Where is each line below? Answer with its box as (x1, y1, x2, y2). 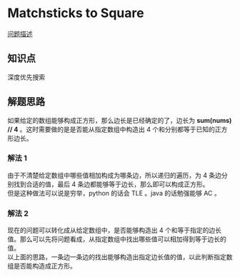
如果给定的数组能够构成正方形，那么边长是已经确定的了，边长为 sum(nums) (7, 116, 232, 124)
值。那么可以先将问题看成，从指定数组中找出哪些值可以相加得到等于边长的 (7, 235, 226, 243)
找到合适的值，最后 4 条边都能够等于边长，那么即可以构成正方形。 (13, 180, 209, 188)
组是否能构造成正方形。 (7, 262, 76, 271)
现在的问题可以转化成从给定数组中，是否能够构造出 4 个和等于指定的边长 (7, 226, 221, 235)
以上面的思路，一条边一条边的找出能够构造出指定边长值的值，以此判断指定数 (7, 253, 233, 261)
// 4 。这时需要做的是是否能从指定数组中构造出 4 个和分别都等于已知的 (7, 125, 216, 134)
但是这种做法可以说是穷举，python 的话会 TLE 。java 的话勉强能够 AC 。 (7, 188, 221, 197)
